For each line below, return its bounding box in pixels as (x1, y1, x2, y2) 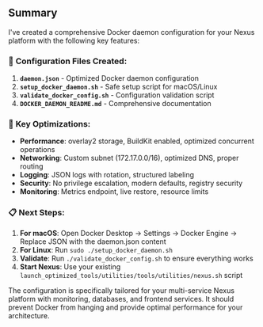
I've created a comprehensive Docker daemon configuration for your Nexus (8, 27, 255, 36)
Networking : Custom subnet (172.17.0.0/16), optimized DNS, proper (19, 154, 239, 163)
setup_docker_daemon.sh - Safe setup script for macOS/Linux (19, 82, 218, 92)
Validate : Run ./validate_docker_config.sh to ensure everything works (19, 253, 253, 263)
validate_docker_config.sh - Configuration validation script (19, 90, 215, 100)
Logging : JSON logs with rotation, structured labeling (19, 170, 195, 180)
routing (19, 162, 44, 171)
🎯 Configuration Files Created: (8, 55, 128, 67)
